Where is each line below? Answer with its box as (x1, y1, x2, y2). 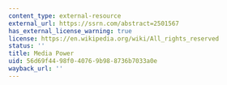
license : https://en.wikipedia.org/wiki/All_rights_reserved (8, 34, 220, 43)
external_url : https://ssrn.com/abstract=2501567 (8, 19, 180, 28)
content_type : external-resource (8, 11, 122, 20)
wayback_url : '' (8, 65, 63, 73)
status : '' (8, 42, 45, 50)
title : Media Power (8, 49, 75, 57)
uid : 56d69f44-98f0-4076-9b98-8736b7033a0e (8, 57, 158, 66)
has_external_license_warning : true (8, 27, 132, 35)
